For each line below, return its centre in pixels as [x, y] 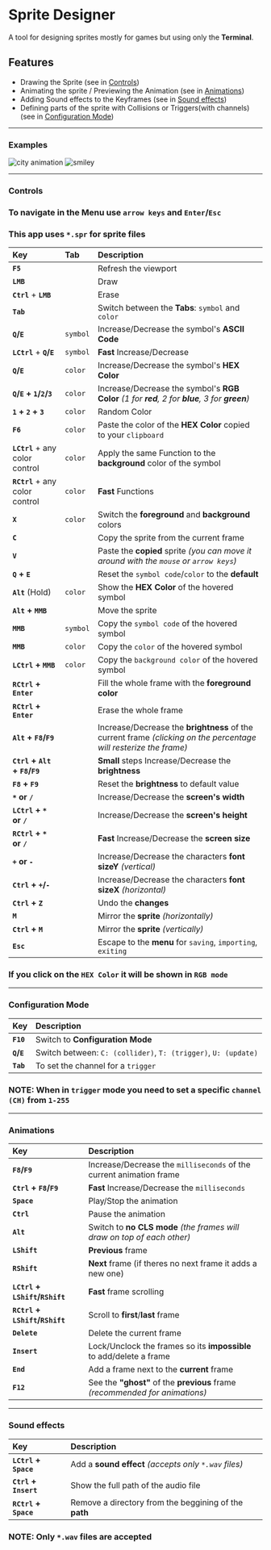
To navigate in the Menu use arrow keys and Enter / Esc [115, 212]
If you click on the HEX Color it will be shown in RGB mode [118, 975]
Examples [28, 144]
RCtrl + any [35, 482]
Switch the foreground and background [174, 515]
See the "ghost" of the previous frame [162, 1383]
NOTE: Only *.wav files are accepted [80, 1536]
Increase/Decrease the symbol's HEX [169, 366]
